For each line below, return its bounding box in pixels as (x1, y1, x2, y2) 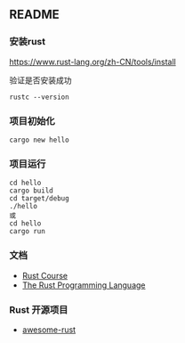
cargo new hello (9, 135, 69, 144)
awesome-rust (21, 324, 76, 335)
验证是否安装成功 (9, 75, 72, 86)
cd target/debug (9, 194, 69, 203)
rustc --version (9, 93, 69, 102)
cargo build (9, 186, 53, 195)
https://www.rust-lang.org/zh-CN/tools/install (9, 56, 176, 67)
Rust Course (21, 270, 68, 281)
